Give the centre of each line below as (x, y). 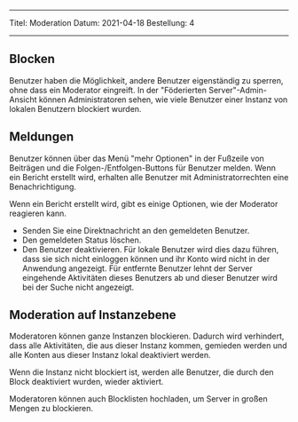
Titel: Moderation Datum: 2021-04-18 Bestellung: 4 (102, 23)
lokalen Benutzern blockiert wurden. (75, 108)
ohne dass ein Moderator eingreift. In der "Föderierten (108, 90)
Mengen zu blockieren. (51, 409)
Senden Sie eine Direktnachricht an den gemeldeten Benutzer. (136, 230)
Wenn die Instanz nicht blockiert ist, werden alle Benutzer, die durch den (141, 372)
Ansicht (23, 100)
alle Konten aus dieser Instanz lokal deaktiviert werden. (110, 355)
